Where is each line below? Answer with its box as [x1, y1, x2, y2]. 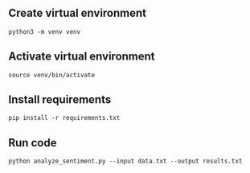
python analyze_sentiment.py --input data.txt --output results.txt [8, 157, 243, 166]
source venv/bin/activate [8, 71, 95, 79]
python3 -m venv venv [8, 27, 81, 35]
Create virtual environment [8, 6, 147, 20]
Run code [8, 136, 57, 150]
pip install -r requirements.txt [8, 114, 121, 122]
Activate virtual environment [8, 50, 155, 64]
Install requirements [8, 93, 112, 107]
